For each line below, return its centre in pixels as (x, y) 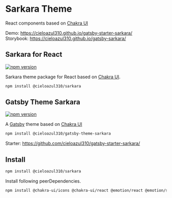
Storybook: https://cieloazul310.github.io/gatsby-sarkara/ (66, 38)
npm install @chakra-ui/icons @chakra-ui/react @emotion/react (74, 190)
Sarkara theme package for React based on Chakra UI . (63, 77)
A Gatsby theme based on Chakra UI (44, 124)
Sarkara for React (34, 54)
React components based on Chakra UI (47, 23)
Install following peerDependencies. (43, 181)
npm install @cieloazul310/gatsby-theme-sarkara (58, 134)
